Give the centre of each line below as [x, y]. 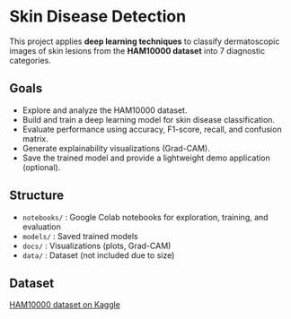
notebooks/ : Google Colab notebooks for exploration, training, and [145, 217]
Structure [37, 196]
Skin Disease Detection [98, 17]
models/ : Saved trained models [80, 236]
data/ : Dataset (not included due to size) [98, 255]
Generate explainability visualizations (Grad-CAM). [116, 148]
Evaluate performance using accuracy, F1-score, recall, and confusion [152, 129]
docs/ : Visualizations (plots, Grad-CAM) [97, 246]
